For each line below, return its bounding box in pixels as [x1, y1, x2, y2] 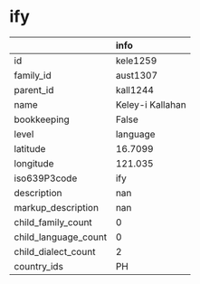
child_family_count [14, 215, 92, 228]
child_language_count [14, 231, 107, 243]
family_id [14, 69, 52, 81]
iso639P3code [14, 172, 78, 185]
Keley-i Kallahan [115, 98, 187, 110]
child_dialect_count [14, 245, 96, 258]
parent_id [14, 83, 54, 96]
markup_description [14, 201, 100, 213]
